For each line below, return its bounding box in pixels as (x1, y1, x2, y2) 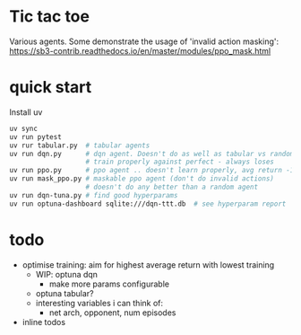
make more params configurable (48, 278, 170, 289)
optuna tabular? (35, 287, 94, 298)
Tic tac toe (9, 6, 90, 27)
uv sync (9, 124, 39, 133)
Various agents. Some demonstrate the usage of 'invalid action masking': (9, 36, 279, 47)
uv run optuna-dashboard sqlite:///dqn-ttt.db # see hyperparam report (9, 199, 287, 208)
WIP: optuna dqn (35, 269, 99, 279)
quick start (9, 77, 92, 98)
